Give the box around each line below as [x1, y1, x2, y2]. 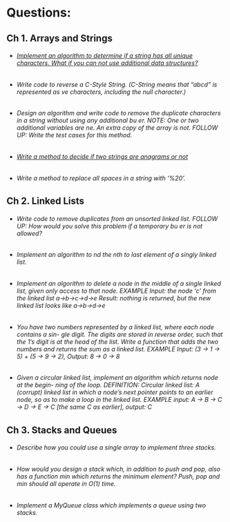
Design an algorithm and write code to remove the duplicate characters [16, 109, 222, 117]
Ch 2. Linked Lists [6, 195, 84, 207]
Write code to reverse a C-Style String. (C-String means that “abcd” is [16, 80, 218, 88]
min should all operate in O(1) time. [16, 480, 116, 488]
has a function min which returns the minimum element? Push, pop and [16, 472, 220, 481]
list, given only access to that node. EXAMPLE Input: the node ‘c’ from [16, 287, 217, 295]
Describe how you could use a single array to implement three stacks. [16, 443, 217, 452]
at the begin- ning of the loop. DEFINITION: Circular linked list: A [16, 381, 200, 389]
